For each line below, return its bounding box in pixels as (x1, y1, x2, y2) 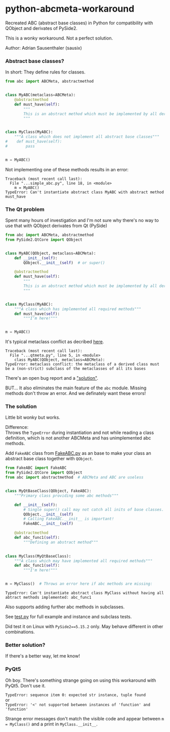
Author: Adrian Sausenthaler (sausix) (5, 45, 82, 51)
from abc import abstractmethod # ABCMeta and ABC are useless (5, 475, 144, 480)
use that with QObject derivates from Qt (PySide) (5, 223, 107, 229)
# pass (5, 143, 35, 149)
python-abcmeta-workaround (5, 3, 135, 15)
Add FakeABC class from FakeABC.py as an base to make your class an (5, 450, 151, 456)
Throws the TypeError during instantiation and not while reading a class (5, 429, 154, 436)
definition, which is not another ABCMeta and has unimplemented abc (5, 435, 151, 441)
